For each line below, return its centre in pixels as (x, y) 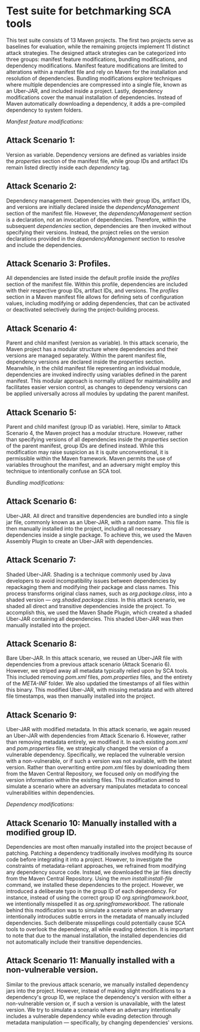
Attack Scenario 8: (41, 644)
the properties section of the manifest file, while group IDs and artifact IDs (97, 161)
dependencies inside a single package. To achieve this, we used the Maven (99, 535)
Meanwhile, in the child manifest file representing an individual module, (94, 368)
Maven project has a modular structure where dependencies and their (92, 349)
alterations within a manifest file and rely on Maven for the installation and (97, 72)
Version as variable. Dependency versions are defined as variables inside (96, 155)
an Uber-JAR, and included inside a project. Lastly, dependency (84, 91)
